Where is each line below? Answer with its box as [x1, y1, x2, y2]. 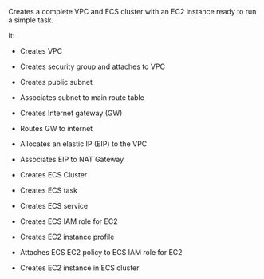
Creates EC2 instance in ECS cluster [19, 263, 140, 273]
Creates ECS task [19, 185, 78, 195]
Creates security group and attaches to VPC [19, 62, 166, 71]
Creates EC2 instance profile [19, 232, 115, 241]
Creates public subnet [19, 78, 93, 86]
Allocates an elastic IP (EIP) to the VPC [19, 139, 148, 149]
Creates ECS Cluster [19, 170, 88, 179]
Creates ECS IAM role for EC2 [19, 217, 118, 226]
